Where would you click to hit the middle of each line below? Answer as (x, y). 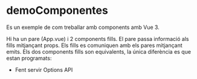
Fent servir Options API (44, 69)
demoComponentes (57, 11)
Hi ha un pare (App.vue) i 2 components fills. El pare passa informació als (98, 39)
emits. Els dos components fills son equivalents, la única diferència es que (99, 51)
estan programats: (29, 58)
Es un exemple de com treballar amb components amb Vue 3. (83, 27)
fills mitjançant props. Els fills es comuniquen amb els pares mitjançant (94, 45)
